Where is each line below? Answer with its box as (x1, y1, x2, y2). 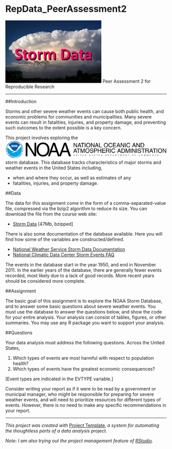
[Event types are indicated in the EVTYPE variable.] (5, 376, 114, 382)
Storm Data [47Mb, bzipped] (12, 221, 73, 227)
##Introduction (5, 98, 37, 104)
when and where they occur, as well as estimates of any (12, 174, 132, 181)
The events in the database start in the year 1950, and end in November (5, 261, 157, 267)
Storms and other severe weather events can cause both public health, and (5, 108, 164, 114)
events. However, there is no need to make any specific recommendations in (5, 402, 166, 408)
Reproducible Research (5, 83, 55, 90)
